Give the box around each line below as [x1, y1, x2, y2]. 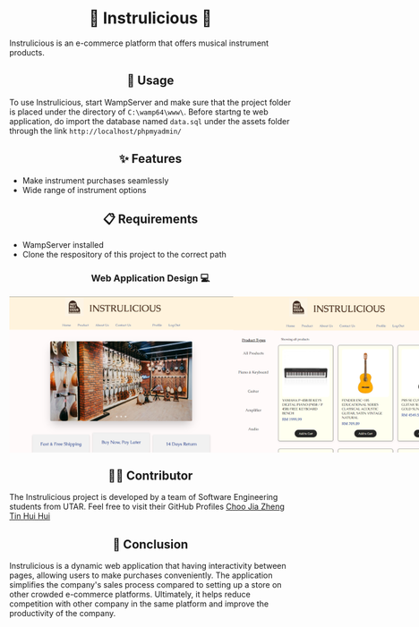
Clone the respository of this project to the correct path [21, 250, 227, 260]
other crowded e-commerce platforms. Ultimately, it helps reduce [9, 589, 251, 600]
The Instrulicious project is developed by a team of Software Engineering [9, 492, 278, 503]
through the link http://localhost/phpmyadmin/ [9, 125, 182, 136]
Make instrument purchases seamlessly [21, 174, 169, 186]
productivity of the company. [9, 608, 116, 619]
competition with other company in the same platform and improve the [9, 598, 269, 609]
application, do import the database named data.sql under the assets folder [9, 115, 290, 126]
